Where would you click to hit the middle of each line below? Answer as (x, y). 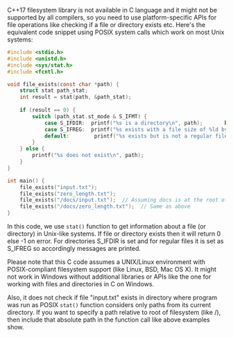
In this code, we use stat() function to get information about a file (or (107, 226)
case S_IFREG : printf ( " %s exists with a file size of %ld (131, 129)
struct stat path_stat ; (54, 91)
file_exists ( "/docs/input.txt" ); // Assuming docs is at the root (119, 200)
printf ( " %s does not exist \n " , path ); (88, 156)
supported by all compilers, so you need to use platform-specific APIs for (112, 17)
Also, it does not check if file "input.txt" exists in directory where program (112, 297)
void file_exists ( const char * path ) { (63, 84)
